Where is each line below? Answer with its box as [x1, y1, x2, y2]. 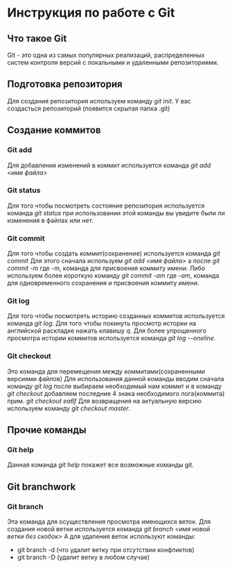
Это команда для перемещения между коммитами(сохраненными [7, 367, 206, 376]
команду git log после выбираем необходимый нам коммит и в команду [7, 382, 222, 390]
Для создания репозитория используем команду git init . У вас [7, 97, 192, 105]
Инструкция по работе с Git [7, 5, 175, 21]
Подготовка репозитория [7, 78, 123, 90]
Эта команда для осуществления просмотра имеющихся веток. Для [7, 517, 211, 526]
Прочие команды [7, 424, 87, 436]
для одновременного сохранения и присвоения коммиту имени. [7, 279, 199, 287]
